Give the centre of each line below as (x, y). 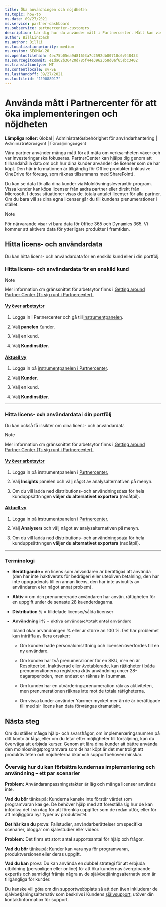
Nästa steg (22, 721)
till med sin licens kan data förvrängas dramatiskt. (70, 706)
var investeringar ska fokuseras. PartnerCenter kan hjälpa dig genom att (79, 158)
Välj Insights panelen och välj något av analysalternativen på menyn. (82, 481)
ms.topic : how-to (23, 14)
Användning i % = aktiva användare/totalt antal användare (72, 621)
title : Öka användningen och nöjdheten (46, 10)
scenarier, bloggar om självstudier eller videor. (52, 830)
